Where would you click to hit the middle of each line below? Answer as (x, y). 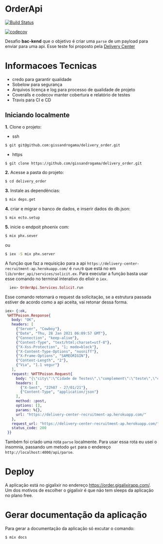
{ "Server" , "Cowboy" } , (39, 329)
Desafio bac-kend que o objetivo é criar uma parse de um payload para (77, 41)
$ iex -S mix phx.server (30, 254)
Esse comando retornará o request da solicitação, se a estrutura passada (78, 297)
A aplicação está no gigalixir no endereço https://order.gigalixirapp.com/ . (78, 485)
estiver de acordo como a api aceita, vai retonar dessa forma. (66, 302)
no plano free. (19, 496)
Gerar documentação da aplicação (76, 515)
